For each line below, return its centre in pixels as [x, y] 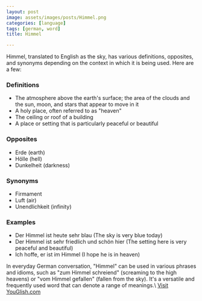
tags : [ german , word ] [33, 29]
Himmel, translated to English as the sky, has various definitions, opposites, [100, 57]
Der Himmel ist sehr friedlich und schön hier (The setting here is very [101, 242]
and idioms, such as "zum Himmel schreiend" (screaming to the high [91, 273]
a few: [14, 69]
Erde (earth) [30, 152]
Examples [21, 222]
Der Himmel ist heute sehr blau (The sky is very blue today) [89, 235]
